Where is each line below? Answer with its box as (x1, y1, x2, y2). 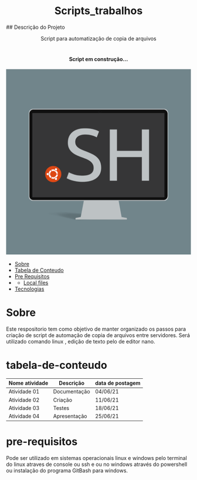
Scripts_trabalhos (54, 4, 143, 18)
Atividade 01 (8, 388, 40, 395)
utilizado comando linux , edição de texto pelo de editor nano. (6, 338, 155, 345)
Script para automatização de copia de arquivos (40, 35, 157, 42)
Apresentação (53, 413, 87, 420)
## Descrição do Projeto (6, 24, 66, 31)
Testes (53, 404, 69, 411)
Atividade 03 (8, 404, 40, 411)
